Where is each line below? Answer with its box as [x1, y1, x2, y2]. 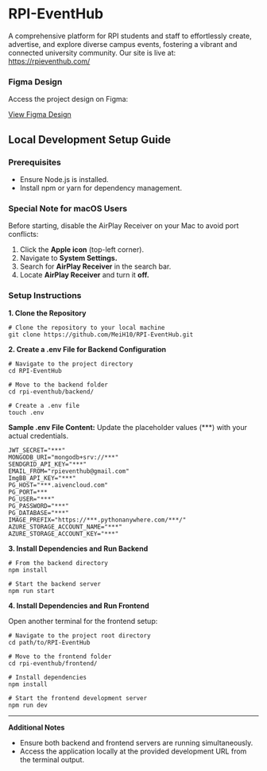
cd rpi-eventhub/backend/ [8, 387, 94, 396]
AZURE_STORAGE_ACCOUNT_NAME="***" [8, 522, 123, 531]
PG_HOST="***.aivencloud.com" [8, 481, 109, 489]
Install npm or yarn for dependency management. [19, 183, 183, 192]
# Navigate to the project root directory [8, 631, 151, 640]
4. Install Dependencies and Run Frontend [8, 601, 149, 610]
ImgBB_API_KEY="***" [8, 474, 77, 482]
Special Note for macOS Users [8, 203, 128, 214]
